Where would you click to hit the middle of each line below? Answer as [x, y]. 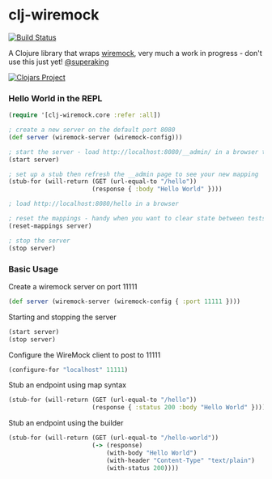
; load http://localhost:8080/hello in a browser [94, 204]
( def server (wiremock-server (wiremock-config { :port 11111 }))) [125, 302]
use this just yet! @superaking [59, 62]
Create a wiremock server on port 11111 [73, 286]
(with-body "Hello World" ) [152, 453]
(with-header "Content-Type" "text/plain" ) [181, 460]
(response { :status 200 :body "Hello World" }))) [179, 408]
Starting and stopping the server [62, 317]
